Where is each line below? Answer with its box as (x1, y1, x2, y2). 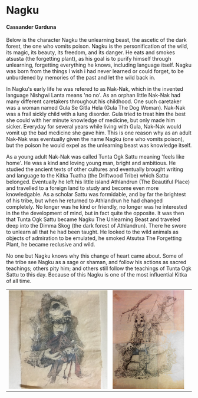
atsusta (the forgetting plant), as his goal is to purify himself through (6, 55, 171, 63)
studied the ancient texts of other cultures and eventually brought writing (6, 166, 184, 173)
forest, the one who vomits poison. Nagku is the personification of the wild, (6, 42, 189, 50)
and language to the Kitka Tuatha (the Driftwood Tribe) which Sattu (6, 172, 169, 179)
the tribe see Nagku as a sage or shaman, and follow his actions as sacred (6, 259, 187, 266)
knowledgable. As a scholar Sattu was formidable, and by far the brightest (6, 191, 186, 198)
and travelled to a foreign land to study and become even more (6, 185, 159, 192)
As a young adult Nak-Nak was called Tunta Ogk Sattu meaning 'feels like (6, 153, 185, 160)
